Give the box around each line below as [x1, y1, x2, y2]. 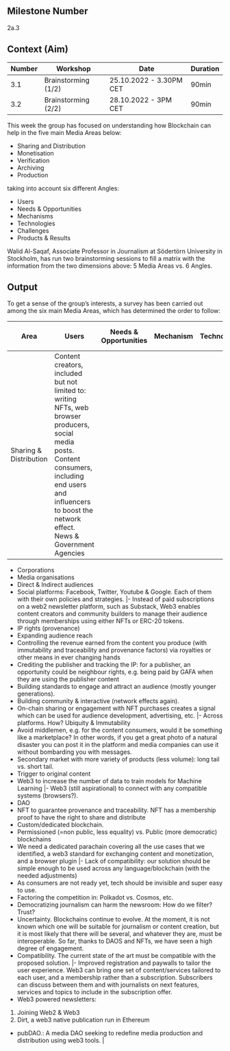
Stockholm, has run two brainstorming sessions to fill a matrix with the [7, 254, 205, 262]
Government [54, 540, 94, 550]
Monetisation [16, 149, 55, 157]
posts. [54, 446, 75, 455]
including [54, 472, 84, 481]
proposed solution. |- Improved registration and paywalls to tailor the [16, 959, 211, 967]
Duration [190, 64, 220, 73]
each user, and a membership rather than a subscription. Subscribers [16, 974, 214, 982]
